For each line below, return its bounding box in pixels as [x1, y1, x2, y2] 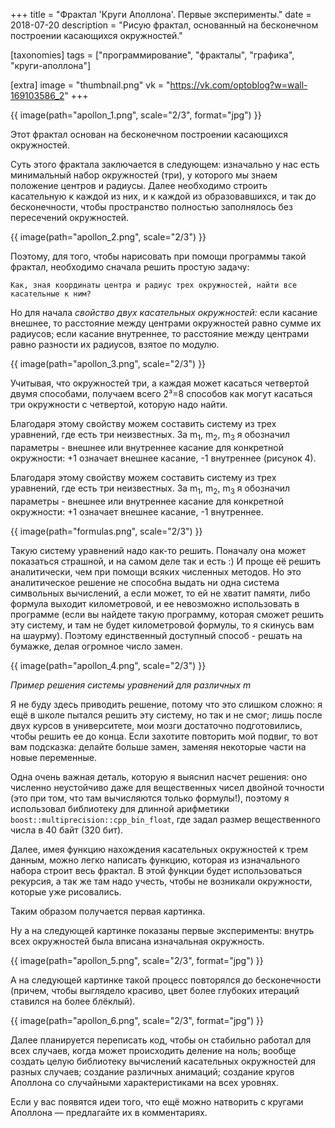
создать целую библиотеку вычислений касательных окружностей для [10, 1055, 317, 1067]
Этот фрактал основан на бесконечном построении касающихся [10, 129, 288, 140]
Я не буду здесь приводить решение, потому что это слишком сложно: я [10, 698, 323, 710]
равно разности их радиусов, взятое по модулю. [10, 339, 220, 350]
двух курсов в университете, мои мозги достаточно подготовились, [10, 719, 303, 731]
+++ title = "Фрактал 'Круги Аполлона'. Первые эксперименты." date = [10, 9, 312, 20]
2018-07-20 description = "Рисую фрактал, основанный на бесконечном [10, 19, 319, 31]
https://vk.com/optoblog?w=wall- [169, 79, 308, 91]
